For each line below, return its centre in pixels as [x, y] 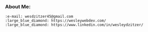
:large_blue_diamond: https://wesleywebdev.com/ [56, 21]
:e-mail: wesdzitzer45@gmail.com [39, 17]
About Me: [18, 7]
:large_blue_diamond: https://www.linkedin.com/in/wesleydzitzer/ [74, 25]
